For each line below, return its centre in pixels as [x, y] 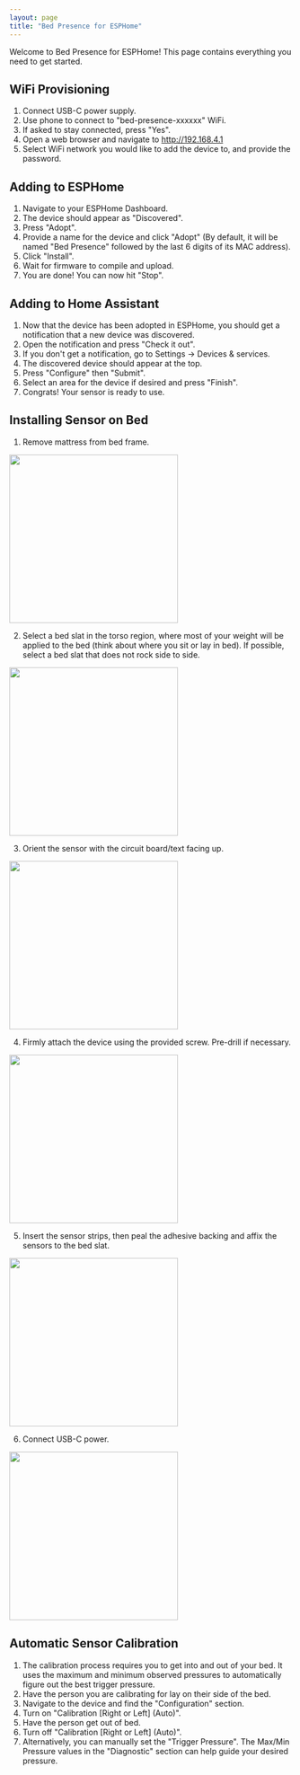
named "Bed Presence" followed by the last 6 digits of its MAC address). [156, 247]
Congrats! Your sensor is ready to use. [93, 392]
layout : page [34, 18]
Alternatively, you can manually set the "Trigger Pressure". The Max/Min [156, 1741]
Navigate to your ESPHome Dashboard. [95, 208]
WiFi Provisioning [60, 89]
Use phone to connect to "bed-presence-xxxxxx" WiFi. [124, 120]
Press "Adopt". [49, 228]
